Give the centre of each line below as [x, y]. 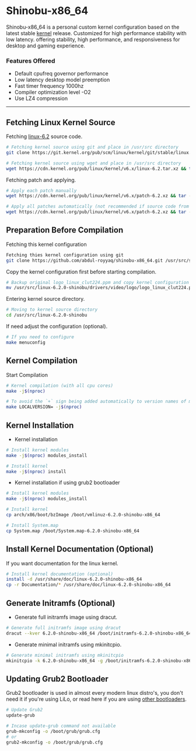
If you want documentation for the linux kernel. [62, 563]
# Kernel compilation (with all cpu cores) [60, 385]
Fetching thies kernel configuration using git [65, 255]
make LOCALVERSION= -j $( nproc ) [44, 407]
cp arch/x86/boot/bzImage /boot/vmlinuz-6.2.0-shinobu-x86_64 [83, 515]
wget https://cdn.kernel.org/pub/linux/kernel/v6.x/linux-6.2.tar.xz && [96, 169]
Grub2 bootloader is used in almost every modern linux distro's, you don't [95, 693]
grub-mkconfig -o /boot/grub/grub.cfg [53, 731]
